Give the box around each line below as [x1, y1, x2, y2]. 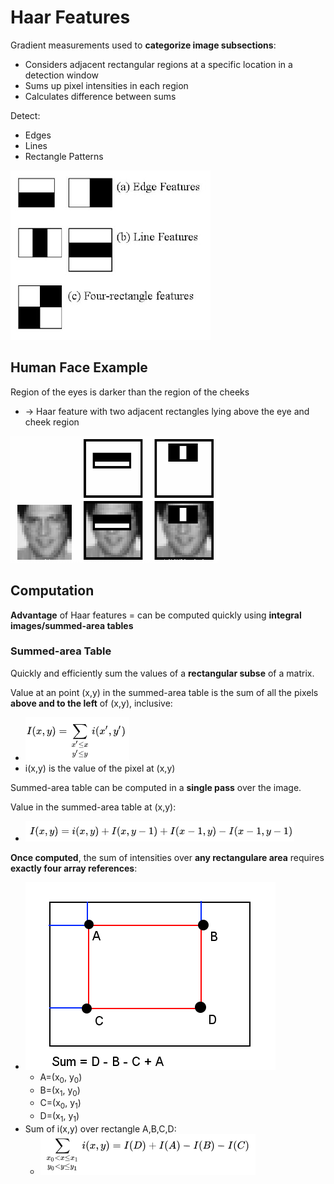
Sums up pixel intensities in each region [24, 79, 189, 91]
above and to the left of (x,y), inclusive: [10, 697, 173, 709]
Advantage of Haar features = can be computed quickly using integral [10, 609, 302, 621]
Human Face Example [10, 359, 148, 376]
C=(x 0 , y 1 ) [39, 1097, 82, 1111]
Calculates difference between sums [24, 90, 177, 102]
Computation [10, 582, 95, 600]
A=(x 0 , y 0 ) [39, 1071, 83, 1085]
